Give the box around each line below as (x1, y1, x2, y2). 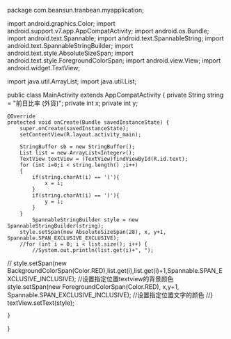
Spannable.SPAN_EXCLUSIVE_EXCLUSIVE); (7, 235, 120, 242)
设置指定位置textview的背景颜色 (82, 275, 174, 283)
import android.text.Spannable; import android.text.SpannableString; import (7, 34, 224, 42)
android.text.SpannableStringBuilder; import (7, 42, 134, 49)
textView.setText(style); (7, 299, 75, 307)
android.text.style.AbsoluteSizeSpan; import (7, 49, 134, 57)
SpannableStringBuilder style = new (32, 216, 138, 223)
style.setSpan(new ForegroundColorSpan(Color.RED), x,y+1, (7, 283, 180, 291)
